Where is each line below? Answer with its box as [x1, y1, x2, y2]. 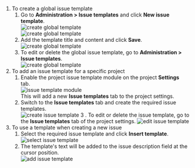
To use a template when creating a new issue [11, 124, 122, 131]
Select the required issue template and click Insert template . [20, 130, 169, 137]
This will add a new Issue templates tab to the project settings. [20, 93, 174, 100]
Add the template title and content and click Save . [20, 37, 142, 43]
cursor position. [20, 149, 59, 156]
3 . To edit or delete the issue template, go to [80, 111, 190, 118]
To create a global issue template [11, 5, 93, 12]
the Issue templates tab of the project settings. [20, 118, 136, 124]
